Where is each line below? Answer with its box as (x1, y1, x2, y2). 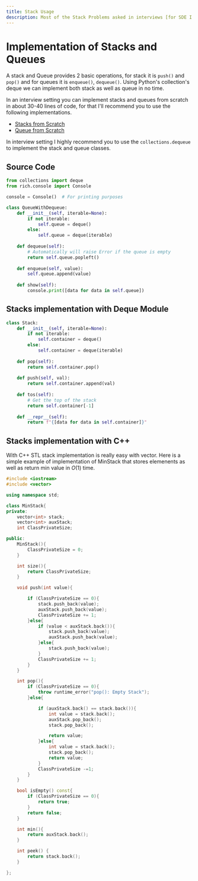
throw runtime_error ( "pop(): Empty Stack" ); (37, 689, 150, 695)
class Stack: (6, 319, 39, 326)
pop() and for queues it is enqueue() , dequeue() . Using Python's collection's (6, 79, 190, 86)
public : (6, 536, 25, 542)
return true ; (37, 799, 70, 805)
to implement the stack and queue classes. (6, 145, 111, 152)
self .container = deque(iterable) (37, 347, 123, 354)
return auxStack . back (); (27, 832, 89, 838)
